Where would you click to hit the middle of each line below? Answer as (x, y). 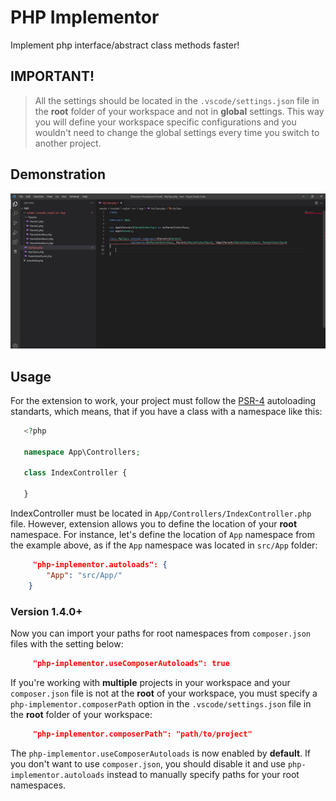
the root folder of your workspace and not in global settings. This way (179, 111)
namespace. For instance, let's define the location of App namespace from (163, 535)
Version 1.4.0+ (46, 611)
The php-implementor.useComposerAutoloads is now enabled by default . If (160, 753)
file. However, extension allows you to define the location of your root (154, 524)
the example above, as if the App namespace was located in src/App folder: (164, 545)
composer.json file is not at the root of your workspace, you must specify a (164, 693)
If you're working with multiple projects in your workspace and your (150, 682)
